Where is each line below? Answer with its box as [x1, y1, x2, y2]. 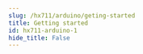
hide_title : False [8, 33, 70, 42]
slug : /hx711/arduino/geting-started [8, 11, 136, 20]
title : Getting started [8, 19, 89, 27]
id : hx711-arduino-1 [8, 26, 78, 34]
